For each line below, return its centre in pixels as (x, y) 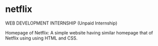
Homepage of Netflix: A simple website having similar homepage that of (79, 32)
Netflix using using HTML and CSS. (41, 38)
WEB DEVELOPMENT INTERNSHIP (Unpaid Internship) (61, 23)
